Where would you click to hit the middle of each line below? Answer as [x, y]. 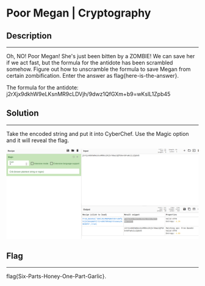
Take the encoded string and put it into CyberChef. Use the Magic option [98, 134]
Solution [23, 113]
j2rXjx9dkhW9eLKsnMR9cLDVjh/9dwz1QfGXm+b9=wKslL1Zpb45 [88, 94]
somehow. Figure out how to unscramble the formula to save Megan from [99, 69]
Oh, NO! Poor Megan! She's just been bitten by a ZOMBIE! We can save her [101, 56]
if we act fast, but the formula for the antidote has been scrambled [90, 62]
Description [29, 36]
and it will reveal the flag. [38, 140]
